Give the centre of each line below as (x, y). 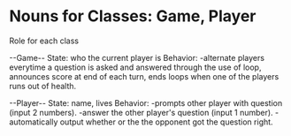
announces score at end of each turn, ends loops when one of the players (144, 76)
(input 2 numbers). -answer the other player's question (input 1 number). (141, 112)
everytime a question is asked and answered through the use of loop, (135, 67)
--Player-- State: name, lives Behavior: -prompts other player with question (146, 102)
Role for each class (44, 41)
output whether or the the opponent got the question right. (166, 122)
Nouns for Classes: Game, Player (133, 16)
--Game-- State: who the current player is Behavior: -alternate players (137, 57)
